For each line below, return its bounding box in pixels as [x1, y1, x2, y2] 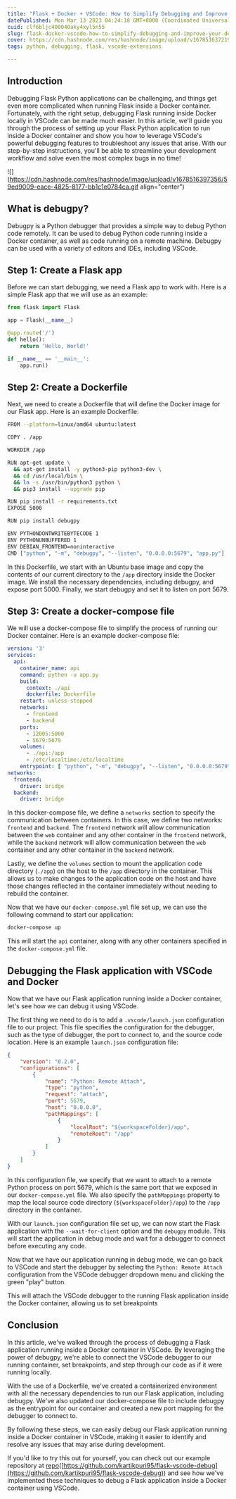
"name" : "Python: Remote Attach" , [44, 1078, 146, 1085]
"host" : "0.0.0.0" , [44, 1104, 102, 1111]
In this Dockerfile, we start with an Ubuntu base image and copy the [7, 563, 204, 571]
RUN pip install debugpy [7, 518, 80, 525]
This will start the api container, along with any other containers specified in [7, 937, 227, 946]
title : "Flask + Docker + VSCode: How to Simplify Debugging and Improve [7, 10, 228, 18]
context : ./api [25, 684, 71, 691]
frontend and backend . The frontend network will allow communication [7, 823, 211, 832]
